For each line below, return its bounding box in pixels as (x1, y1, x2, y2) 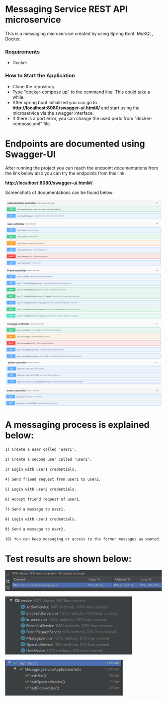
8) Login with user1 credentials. (5, 517, 77, 522)
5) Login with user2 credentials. (5, 487, 77, 492)
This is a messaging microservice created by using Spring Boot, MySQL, (5, 30, 154, 36)
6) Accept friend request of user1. (5, 497, 81, 502)
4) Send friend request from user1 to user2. (5, 477, 101, 482)
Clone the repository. (12, 83, 56, 89)
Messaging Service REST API (5, 3, 128, 15)
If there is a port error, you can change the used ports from (12, 115, 133, 121)
